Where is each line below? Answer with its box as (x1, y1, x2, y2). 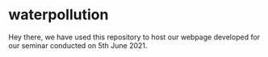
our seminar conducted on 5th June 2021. (8, 40, 148, 50)
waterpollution (8, 6, 109, 24)
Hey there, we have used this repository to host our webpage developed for (8, 32, 261, 42)
